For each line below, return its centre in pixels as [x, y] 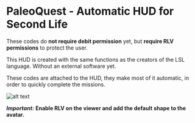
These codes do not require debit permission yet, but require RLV [90, 41]
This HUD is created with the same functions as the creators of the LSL [95, 59]
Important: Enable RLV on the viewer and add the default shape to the [96, 108]
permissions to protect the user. [47, 48]
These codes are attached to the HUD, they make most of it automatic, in [98, 78]
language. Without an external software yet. [61, 66]
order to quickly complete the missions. [56, 84]
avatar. [16, 114]
